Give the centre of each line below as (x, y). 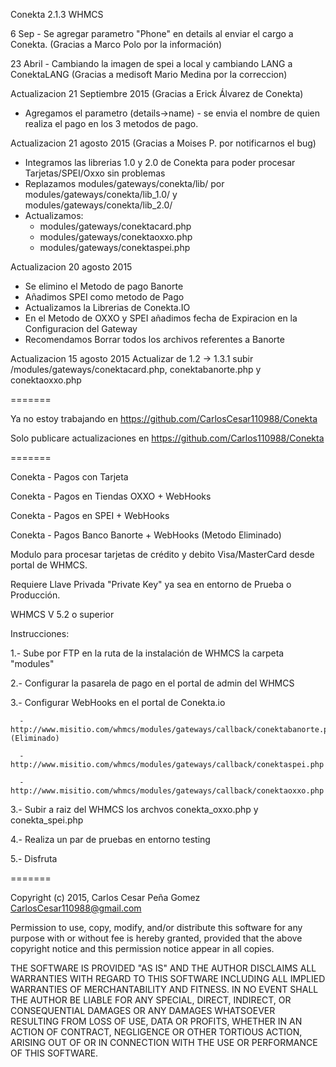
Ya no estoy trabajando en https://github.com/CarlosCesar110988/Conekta (164, 418)
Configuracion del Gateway (81, 328)
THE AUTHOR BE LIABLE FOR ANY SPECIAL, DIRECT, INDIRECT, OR (151, 1000)
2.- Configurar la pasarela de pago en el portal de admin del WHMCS (152, 683)
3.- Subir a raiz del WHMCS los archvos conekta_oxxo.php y (134, 809)
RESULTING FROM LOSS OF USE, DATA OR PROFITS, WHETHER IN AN (156, 1021)
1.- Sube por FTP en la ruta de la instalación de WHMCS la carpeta (147, 653)
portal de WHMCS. (49, 565)
